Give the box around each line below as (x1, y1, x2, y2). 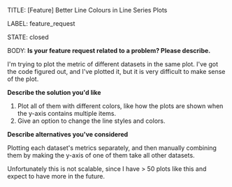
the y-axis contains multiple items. (17, 110, 117, 117)
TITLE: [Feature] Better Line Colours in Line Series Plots (7, 6, 168, 14)
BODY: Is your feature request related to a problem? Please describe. (7, 47, 211, 54)
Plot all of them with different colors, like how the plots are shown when (17, 102, 224, 110)
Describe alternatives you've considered (7, 130, 129, 138)
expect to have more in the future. (7, 172, 106, 180)
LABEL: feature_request (7, 20, 75, 27)
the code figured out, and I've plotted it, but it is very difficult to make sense (7, 68, 226, 75)
